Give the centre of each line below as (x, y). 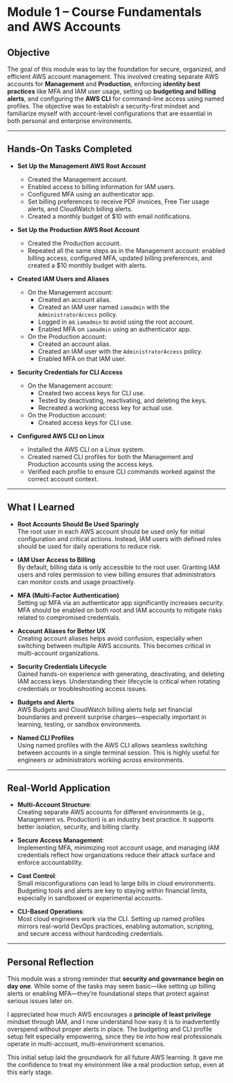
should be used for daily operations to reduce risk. (89, 546)
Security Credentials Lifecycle (62, 666)
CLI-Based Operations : (51, 911)
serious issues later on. (41, 1001)
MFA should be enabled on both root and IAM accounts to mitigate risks (120, 610)
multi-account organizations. (58, 653)
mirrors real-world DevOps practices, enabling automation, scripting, (115, 926)
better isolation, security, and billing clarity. (79, 827)
